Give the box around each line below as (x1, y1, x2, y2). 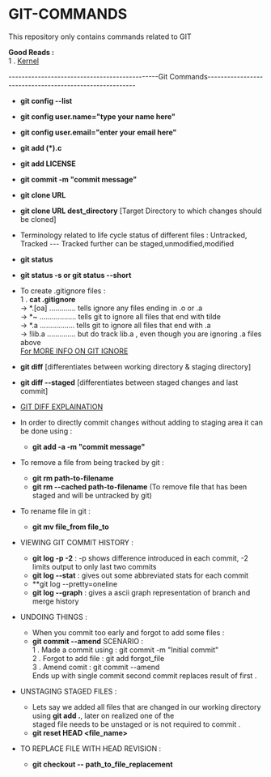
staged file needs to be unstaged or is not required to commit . (32, 719, 241, 729)
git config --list (19, 96, 73, 105)
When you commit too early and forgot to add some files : (32, 627, 225, 637)
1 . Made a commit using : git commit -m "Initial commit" (32, 645, 219, 655)
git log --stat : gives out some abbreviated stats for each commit (32, 570, 249, 580)
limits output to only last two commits (32, 561, 157, 571)
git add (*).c (19, 143, 62, 152)
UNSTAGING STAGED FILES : (19, 686, 117, 696)
